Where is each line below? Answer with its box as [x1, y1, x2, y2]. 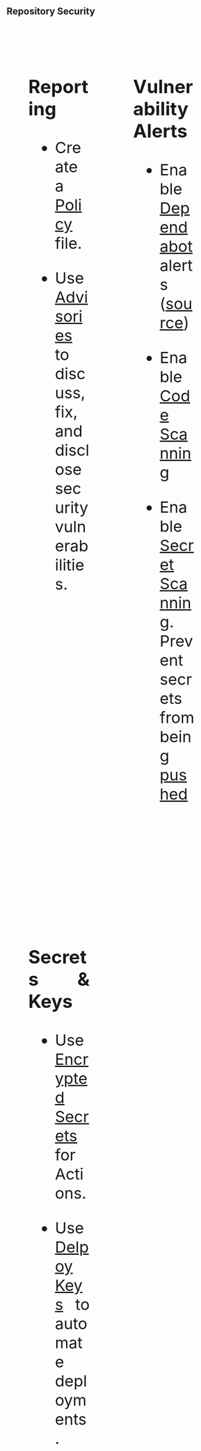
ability [133, 97, 189, 120]
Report [28, 74, 88, 98]
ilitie [54, 554, 85, 575]
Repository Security [6, 6, 95, 17]
